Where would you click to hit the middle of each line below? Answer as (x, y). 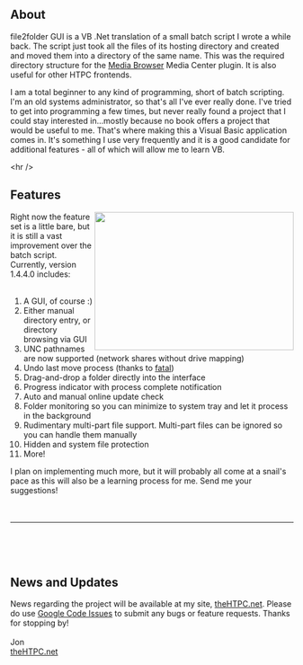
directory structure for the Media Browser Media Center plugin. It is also (143, 65)
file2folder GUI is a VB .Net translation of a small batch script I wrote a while (151, 36)
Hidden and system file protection (86, 444)
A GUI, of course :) (58, 301)
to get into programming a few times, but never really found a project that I (148, 111)
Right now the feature (50, 217)
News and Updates (65, 583)
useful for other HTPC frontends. (71, 75)
